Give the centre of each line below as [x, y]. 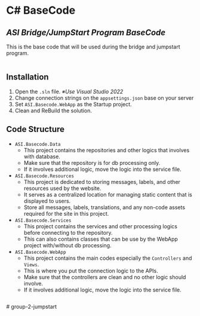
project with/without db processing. [67, 245]
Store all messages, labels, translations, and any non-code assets [104, 207]
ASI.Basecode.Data [38, 144]
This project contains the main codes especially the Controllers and [108, 258]
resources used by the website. [62, 188]
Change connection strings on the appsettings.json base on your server [104, 98]
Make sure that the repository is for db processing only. [92, 162]
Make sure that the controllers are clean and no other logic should [105, 277]
